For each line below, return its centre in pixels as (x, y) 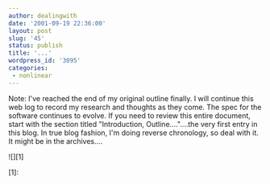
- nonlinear (32, 76)
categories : (28, 68)
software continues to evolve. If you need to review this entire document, (130, 115)
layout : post (30, 31)
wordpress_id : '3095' (45, 61)
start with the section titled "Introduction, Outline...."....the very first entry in (133, 124)
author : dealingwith (43, 16)
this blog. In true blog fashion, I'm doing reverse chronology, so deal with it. (134, 133)
